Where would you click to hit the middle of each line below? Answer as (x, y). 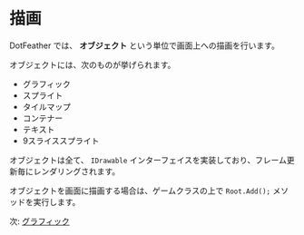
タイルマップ (46, 106)
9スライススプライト (61, 141)
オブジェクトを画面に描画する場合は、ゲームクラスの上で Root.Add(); (140, 191)
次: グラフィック (39, 221)
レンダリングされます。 (77, 171)
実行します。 (57, 201)
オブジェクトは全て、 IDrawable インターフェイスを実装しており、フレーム (148, 160)
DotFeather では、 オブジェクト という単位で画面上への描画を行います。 (144, 45)
